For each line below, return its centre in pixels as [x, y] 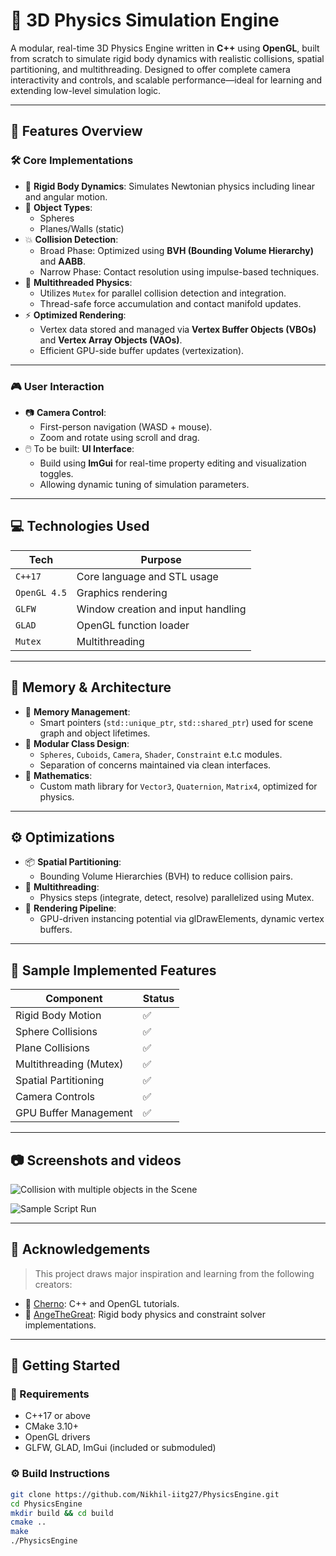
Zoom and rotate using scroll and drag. [119, 437]
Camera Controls [55, 1097]
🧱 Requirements [50, 1394]
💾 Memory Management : [77, 711]
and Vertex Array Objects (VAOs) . [111, 340]
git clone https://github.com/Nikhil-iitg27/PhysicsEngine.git [145, 1494]
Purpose [161, 559]
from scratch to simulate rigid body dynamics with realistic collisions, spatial [167, 58]
